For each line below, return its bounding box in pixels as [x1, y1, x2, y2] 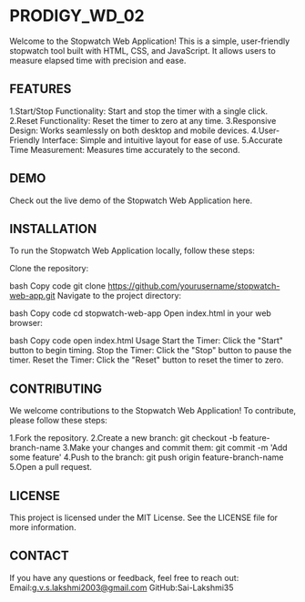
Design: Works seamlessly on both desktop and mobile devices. [9, 125, 249, 136]
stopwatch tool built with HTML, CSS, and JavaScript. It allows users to [9, 45, 276, 56]
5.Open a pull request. [9, 462, 93, 473]
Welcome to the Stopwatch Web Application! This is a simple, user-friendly [9, 36, 290, 46]
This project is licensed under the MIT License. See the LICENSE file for [9, 512, 279, 523]
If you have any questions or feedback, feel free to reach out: [9, 572, 239, 583]
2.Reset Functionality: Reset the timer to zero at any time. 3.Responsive [9, 115, 277, 126]
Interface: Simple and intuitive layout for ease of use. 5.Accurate [41, 134, 283, 146]
